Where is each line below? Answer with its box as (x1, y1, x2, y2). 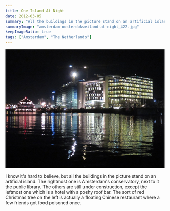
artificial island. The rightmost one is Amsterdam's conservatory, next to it (5, 179, 159, 185)
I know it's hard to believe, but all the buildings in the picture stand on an (5, 173, 156, 179)
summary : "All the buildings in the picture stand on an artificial (5, 19, 153, 24)
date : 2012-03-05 (5, 13, 42, 19)
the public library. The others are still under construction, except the (5, 184, 147, 190)
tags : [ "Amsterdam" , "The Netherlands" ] (5, 35, 92, 40)
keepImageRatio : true (5, 29, 51, 35)
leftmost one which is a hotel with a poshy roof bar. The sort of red (5, 189, 144, 195)
